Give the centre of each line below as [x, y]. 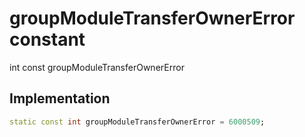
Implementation [60, 98]
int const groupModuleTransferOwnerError [97, 67]
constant [47, 39]
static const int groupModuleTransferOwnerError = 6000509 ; [137, 122]
